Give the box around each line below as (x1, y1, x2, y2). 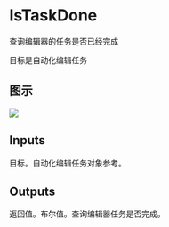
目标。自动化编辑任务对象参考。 (9, 158, 126, 168)
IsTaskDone (9, 5, 98, 26)
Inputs (9, 133, 46, 148)
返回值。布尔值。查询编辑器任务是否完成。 (9, 208, 165, 219)
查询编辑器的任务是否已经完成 (9, 36, 118, 46)
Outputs (9, 183, 56, 199)
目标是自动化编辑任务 (9, 54, 87, 65)
